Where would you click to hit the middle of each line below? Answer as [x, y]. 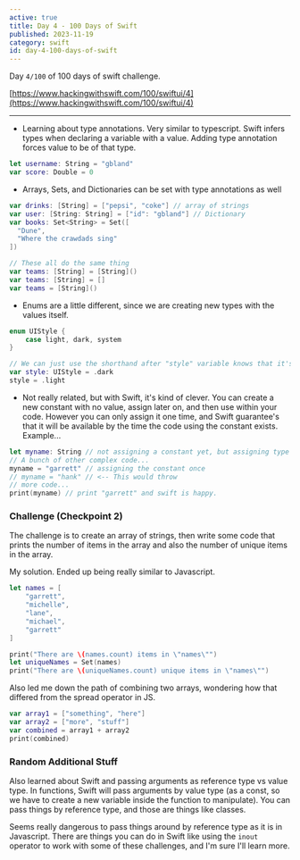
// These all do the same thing [69, 263]
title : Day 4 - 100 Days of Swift [74, 26]
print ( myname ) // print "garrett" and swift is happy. [113, 493]
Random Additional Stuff [64, 762]
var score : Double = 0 [51, 172]
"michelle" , [47, 605]
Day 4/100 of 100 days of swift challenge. [85, 76]
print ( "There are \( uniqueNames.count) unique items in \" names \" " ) [139, 671]
